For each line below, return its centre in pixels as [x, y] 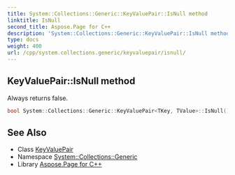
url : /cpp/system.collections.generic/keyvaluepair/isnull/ [97, 53]
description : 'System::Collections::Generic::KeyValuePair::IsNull [108, 33]
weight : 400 [24, 46]
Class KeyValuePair [45, 149]
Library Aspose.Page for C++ [60, 164]
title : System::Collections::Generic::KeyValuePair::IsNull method [108, 14]
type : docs [23, 40]
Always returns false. [38, 98]
